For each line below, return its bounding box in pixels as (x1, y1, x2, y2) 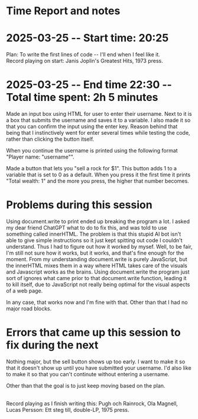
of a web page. (6, 287, 43, 294)
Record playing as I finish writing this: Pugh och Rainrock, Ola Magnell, (6, 399, 178, 407)
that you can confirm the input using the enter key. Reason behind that (6, 123, 178, 130)
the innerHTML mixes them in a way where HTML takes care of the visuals (6, 262, 188, 269)
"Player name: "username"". (6, 153, 75, 161)
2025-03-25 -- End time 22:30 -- (6, 78, 173, 91)
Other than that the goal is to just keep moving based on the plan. (6, 382, 165, 389)
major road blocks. (6, 305, 52, 312)
